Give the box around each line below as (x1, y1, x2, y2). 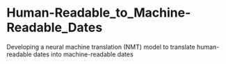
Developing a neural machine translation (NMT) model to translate (6, 42, 195, 51)
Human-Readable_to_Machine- (6, 5, 191, 21)
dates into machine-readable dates (33, 50, 134, 58)
